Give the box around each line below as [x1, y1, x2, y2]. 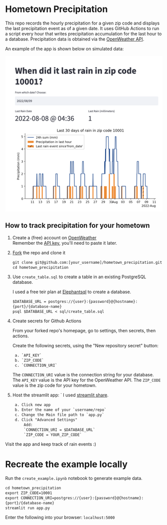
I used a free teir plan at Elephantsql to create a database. [12, 289, 131, 295]
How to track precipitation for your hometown [5, 221, 150, 230]
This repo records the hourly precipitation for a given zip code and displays [5, 20, 160, 26]
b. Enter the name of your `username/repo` [14, 407, 107, 412]
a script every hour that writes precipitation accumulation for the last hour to [5, 31, 162, 37]
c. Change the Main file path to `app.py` [14, 412, 105, 417]
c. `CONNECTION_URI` [14, 363, 57, 368]
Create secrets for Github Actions [12, 318, 81, 324]
